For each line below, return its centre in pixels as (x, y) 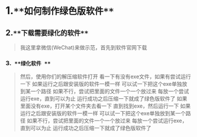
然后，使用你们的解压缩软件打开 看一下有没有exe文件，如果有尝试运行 (106, 76)
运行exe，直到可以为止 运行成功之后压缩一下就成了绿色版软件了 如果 (104, 99)
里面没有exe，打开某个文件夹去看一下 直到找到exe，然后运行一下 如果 (105, 106)
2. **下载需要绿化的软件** (47, 33)
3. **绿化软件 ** (28, 63)
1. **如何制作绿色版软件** (60, 11)
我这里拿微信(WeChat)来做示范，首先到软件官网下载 (83, 47)
